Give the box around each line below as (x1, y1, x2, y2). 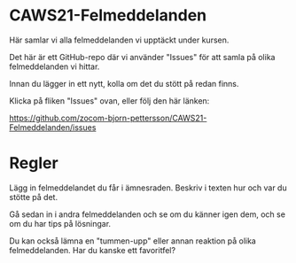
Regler (9, 153, 59, 174)
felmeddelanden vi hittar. (9, 61, 100, 72)
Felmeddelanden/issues (9, 121, 97, 133)
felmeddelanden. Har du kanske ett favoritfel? (9, 244, 175, 255)
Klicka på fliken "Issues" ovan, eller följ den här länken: (9, 95, 210, 106)
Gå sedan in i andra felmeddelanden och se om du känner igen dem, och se (9, 209, 286, 220)
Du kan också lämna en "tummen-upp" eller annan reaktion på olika (9, 236, 257, 246)
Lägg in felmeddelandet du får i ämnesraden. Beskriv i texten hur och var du (9, 182, 287, 193)
